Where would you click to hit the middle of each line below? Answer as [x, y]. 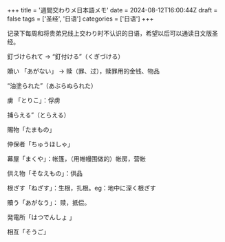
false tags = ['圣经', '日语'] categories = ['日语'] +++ [81, 19]
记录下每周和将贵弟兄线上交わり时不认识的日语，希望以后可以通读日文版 [109, 33]
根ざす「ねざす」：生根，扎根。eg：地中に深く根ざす [82, 188]
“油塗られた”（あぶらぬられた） [52, 86]
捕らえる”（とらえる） [39, 115]
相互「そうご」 [28, 232]
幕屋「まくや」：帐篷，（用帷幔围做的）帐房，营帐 [76, 159]
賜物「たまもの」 [31, 130]
